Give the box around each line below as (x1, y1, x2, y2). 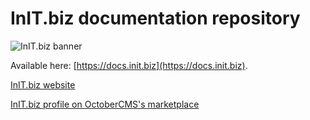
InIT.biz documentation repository (10, 7, 301, 30)
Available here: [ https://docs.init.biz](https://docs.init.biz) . (10, 59, 248, 71)
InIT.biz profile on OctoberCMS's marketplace (10, 98, 200, 110)
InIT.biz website (10, 78, 76, 91)
